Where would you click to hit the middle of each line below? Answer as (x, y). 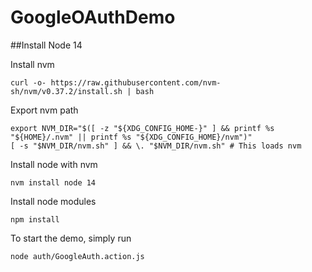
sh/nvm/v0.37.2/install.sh (66, 91)
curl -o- (28, 82)
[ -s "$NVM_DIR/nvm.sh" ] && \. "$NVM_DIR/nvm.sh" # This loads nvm (156, 146)
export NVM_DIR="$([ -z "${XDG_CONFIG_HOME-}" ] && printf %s (142, 128)
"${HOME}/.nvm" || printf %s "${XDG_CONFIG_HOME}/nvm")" (131, 137)
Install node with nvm (54, 164)
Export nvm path (44, 110)
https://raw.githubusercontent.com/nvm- (136, 82)
